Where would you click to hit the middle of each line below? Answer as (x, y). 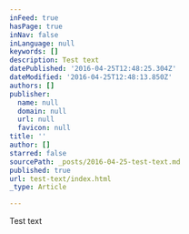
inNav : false (34, 35)
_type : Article (38, 188)
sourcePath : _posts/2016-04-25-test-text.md (95, 162)
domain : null (42, 111)
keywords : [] (34, 52)
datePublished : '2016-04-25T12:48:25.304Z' (93, 69)
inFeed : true (34, 18)
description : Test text (55, 60)
